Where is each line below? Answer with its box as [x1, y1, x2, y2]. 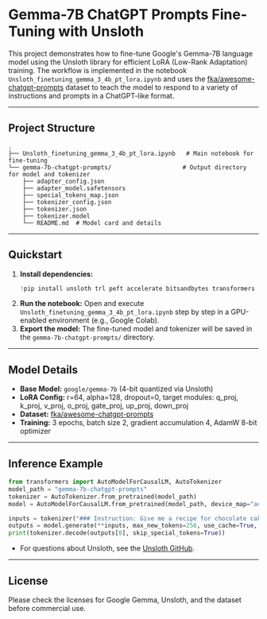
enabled [19, 315, 47, 325]
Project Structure [8, 122, 95, 135]
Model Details [8, 363, 78, 377]
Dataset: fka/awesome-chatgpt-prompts [19, 409, 154, 419]
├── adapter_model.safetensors [22, 184, 126, 192]
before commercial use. [8, 604, 86, 613]
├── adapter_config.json [22, 177, 105, 185]
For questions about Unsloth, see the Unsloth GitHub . [19, 544, 195, 553]
